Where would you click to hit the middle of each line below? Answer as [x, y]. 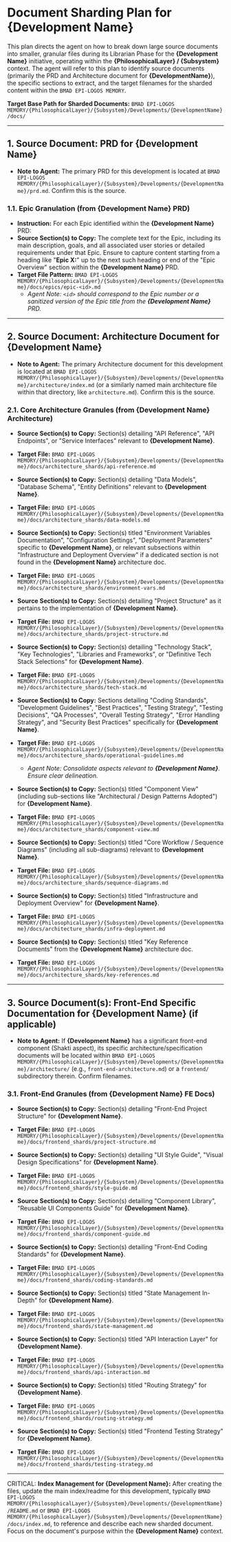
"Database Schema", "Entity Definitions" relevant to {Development [112, 487]
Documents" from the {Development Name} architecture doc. [105, 949]
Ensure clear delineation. [63, 775]
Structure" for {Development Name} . [70, 1116]
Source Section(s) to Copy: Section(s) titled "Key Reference [103, 942]
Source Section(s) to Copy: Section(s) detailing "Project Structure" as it [119, 601]
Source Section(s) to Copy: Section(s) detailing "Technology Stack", [114, 647]
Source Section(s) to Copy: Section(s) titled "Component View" [108, 789]
